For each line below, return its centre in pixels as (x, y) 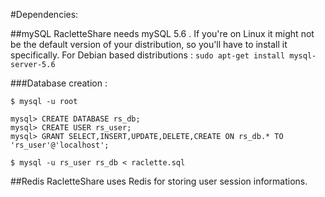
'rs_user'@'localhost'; (60, 145)
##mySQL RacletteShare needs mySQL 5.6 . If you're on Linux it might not (162, 33)
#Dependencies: (44, 14)
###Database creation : (59, 83)
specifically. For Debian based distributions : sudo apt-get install (148, 55)
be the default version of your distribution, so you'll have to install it (149, 44)
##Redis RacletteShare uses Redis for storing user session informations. (159, 181)
